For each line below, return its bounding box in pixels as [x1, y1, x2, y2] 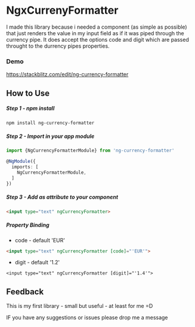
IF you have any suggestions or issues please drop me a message [6, 314, 168, 321]
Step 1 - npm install [6, 105, 55, 112]
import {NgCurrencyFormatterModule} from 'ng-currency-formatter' [6, 147, 175, 154]
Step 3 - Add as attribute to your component [6, 193, 118, 200]
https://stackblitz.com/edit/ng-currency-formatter [6, 71, 129, 78]
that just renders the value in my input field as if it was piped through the [6, 29, 184, 36]
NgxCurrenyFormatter [6, 4, 119, 17]
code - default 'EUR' [14, 236, 66, 243]
